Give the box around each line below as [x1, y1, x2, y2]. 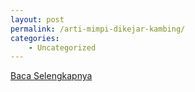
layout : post [10, 14, 65, 25]
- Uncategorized [28, 42, 97, 53]
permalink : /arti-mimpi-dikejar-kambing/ [10, 24, 186, 34]
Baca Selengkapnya [10, 70, 93, 82]
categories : [10, 33, 60, 43]
